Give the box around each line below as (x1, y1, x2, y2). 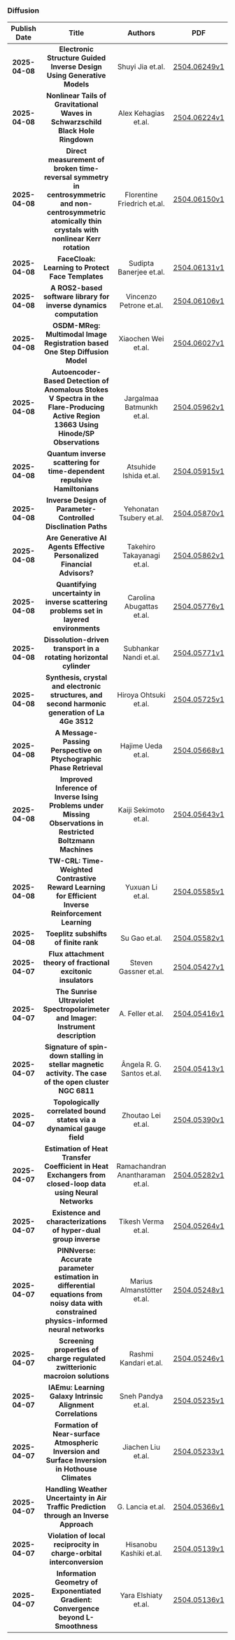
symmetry (73, 173, 109, 183)
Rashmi (129, 1349, 154, 1359)
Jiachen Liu (122, 1442, 161, 1452)
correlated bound (46, 1106, 106, 1116)
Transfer (62, 1153, 92, 1163)
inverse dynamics (45, 300, 107, 310)
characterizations (46, 1217, 107, 1226)
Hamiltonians (53, 484, 99, 494)
